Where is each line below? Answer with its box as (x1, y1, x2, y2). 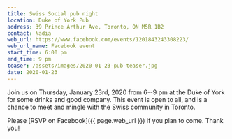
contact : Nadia (7, 29, 52, 37)
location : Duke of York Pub (7, 17, 89, 24)
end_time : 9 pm (7, 56, 52, 63)
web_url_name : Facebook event (7, 43, 96, 50)
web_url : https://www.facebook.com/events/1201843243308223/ (7, 36, 189, 43)
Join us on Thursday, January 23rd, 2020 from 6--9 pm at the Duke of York (7, 88, 225, 96)
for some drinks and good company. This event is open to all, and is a (7, 95, 208, 103)
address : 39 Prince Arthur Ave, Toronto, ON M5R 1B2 (7, 23, 164, 30)
